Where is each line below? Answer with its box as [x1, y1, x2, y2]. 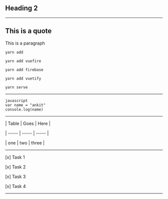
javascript [5, 98, 28, 103]
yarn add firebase [5, 67, 43, 72]
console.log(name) [5, 107, 43, 112]
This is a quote [5, 27, 52, 35]
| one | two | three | [5, 139, 45, 145]
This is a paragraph [5, 40, 45, 46]
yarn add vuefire [5, 58, 41, 63]
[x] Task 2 [5, 163, 26, 169]
